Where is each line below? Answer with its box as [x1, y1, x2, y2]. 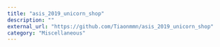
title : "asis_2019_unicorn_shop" [7, 10, 105, 17]
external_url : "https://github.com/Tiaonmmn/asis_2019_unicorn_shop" [7, 23, 214, 30]
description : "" [7, 17, 54, 23]
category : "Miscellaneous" [7, 29, 86, 37]
